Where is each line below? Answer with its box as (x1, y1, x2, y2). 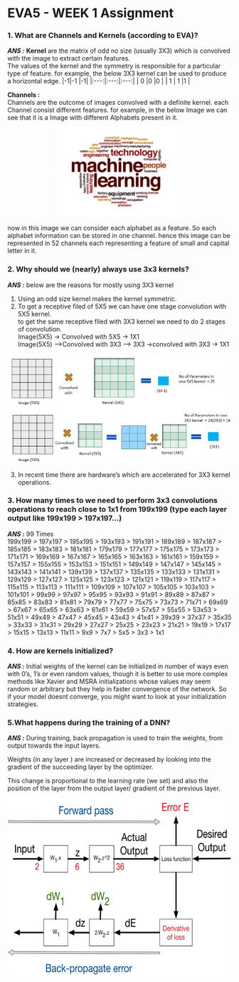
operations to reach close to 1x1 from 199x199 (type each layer (7, 505, 228, 515)
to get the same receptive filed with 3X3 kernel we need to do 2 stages (17, 317, 225, 326)
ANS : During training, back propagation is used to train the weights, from (7, 734, 223, 743)
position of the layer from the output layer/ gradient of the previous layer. (7, 784, 221, 792)
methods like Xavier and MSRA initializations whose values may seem (7, 677, 211, 686)
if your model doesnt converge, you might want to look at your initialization (7, 693, 226, 701)
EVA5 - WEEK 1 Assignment (7, 5, 174, 21)
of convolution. (17, 324, 63, 333)
